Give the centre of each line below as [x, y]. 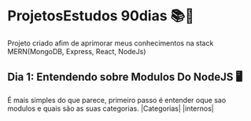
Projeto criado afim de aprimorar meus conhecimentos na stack [111, 43]
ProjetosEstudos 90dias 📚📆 [101, 16]
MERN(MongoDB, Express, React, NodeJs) [77, 51]
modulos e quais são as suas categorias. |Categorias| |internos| [111, 108]
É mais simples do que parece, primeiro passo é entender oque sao [117, 100]
